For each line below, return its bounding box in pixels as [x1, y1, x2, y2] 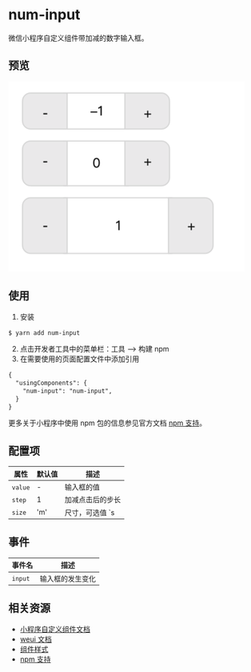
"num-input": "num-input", [22, 387, 113, 396]
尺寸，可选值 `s [64, 507, 115, 517]
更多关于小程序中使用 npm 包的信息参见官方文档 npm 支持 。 [8, 418, 206, 428]
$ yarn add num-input [8, 328, 81, 337]
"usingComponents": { [15, 379, 88, 388]
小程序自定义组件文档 [19, 624, 90, 634]
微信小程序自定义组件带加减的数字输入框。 [8, 33, 149, 42]
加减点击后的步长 [64, 495, 122, 505]
